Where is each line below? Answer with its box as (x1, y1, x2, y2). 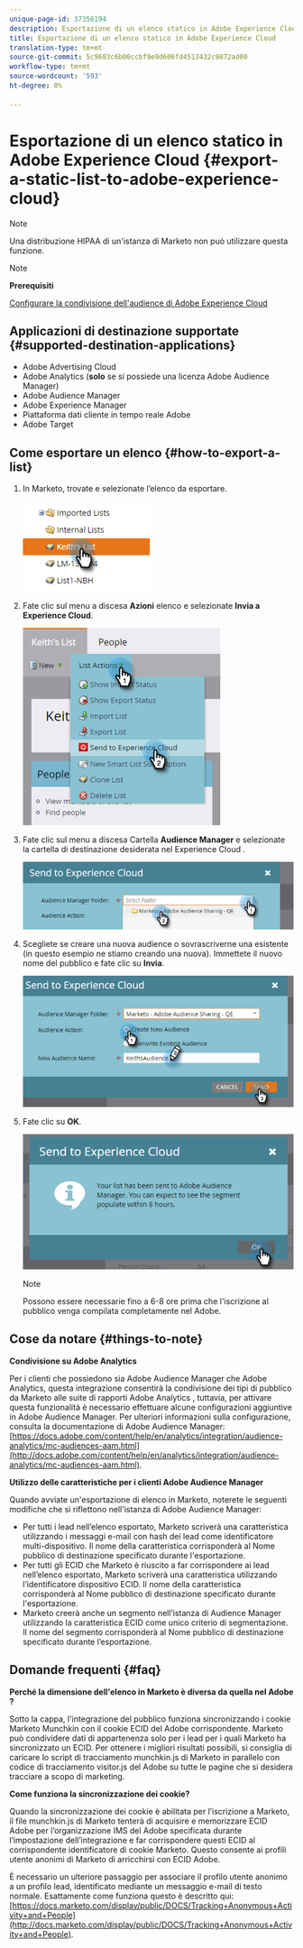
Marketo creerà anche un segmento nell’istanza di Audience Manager (22, 1607, 282, 1618)
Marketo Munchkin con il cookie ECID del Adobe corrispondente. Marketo (9, 1723, 284, 1733)
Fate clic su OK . (22, 1116, 82, 1126)
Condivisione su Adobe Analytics (9, 1355, 137, 1366)
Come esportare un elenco (9, 445, 162, 460)
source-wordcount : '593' (9, 72, 103, 81)
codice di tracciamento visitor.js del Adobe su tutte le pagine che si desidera (9, 1761, 293, 1772)
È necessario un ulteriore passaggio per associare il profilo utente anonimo (9, 1871, 289, 1882)
